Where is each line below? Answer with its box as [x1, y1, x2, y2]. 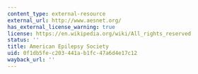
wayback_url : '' [7, 56, 55, 63]
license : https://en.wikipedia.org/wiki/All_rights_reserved [7, 30, 192, 37]
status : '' [7, 37, 40, 44]
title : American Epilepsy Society [7, 43, 110, 50]
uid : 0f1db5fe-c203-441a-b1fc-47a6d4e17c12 [7, 50, 138, 57]
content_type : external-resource [7, 10, 106, 18]
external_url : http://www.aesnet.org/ [7, 17, 122, 24]
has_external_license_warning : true [7, 23, 115, 30]
